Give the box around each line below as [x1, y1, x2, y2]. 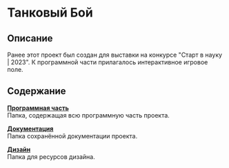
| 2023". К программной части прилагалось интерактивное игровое [7, 58, 208, 66]
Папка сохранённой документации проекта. [7, 131, 138, 140]
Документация [7, 124, 54, 133]
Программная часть [7, 104, 69, 112]
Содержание [7, 85, 67, 97]
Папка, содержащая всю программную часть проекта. [7, 111, 170, 119]
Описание [7, 32, 53, 44]
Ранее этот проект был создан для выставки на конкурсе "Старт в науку [7, 50, 223, 59]
